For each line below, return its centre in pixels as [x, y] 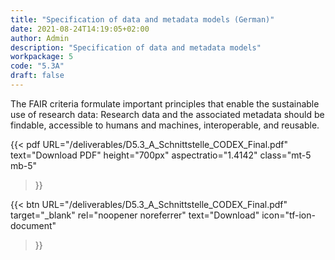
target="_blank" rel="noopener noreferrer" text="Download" [135, 215]
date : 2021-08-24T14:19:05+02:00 [80, 29]
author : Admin [40, 38]
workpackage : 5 [42, 57]
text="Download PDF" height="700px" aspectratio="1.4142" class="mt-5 [161, 155]
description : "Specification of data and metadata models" [136, 47]
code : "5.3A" [37, 66]
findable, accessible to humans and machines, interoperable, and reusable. [165, 125]
